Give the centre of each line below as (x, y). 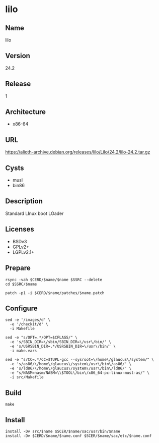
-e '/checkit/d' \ (29, 324)
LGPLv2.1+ (23, 252)
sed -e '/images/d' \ (28, 320)
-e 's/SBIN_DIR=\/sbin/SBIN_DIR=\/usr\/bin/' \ (61, 342)
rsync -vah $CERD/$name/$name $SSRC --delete (54, 280)
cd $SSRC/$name (21, 284)
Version (18, 56)
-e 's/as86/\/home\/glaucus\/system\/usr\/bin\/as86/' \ (71, 364)
